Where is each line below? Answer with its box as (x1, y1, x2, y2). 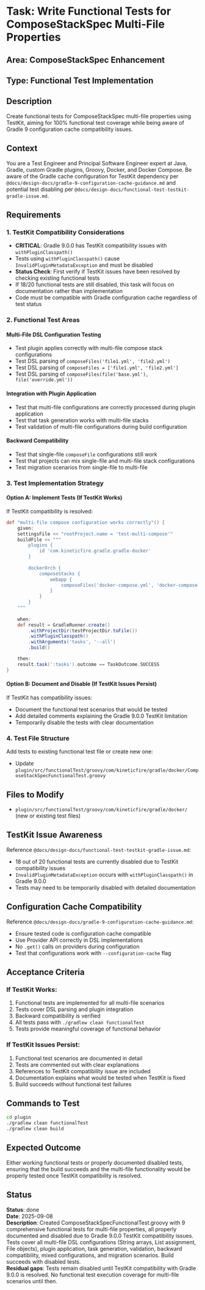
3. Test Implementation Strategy (6, 479, 104, 487)
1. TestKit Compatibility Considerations (6, 228, 125, 236)
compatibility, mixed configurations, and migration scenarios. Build (6, 1251, 174, 1259)
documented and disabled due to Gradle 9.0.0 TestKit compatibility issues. (6, 1232, 194, 1239)
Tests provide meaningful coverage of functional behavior (15, 1025, 161, 1032)
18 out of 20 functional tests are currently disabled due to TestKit (15, 858, 179, 865)
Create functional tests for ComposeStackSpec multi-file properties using (6, 112, 192, 120)
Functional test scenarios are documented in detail (15, 1054, 143, 1062)
